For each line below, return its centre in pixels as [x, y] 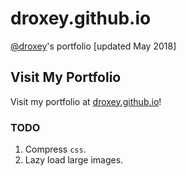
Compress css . [55, 149]
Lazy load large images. [74, 160]
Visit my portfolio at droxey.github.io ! [86, 101]
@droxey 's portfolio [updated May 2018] [93, 46]
